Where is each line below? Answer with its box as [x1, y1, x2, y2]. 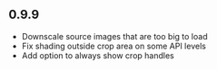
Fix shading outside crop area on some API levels [21, 40, 206, 51]
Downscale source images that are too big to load [21, 31, 208, 41]
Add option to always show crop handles [21, 49, 174, 61]
